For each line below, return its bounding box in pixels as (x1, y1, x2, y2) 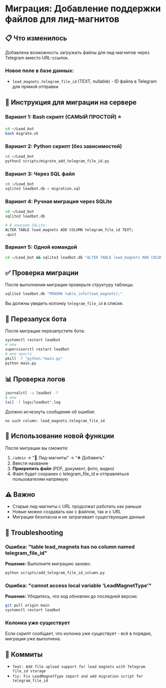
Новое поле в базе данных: (5, 67, 74, 74)
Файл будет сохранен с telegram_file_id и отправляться (12, 471, 129, 477)
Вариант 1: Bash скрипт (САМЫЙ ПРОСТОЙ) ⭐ (5, 113, 122, 120)
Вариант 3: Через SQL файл (5, 170, 75, 177)
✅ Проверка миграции (5, 269, 79, 277)
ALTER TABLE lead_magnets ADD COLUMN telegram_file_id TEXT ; (5, 227, 134, 232)
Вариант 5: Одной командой (5, 244, 78, 250)
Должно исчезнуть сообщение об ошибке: (5, 409, 95, 415)
